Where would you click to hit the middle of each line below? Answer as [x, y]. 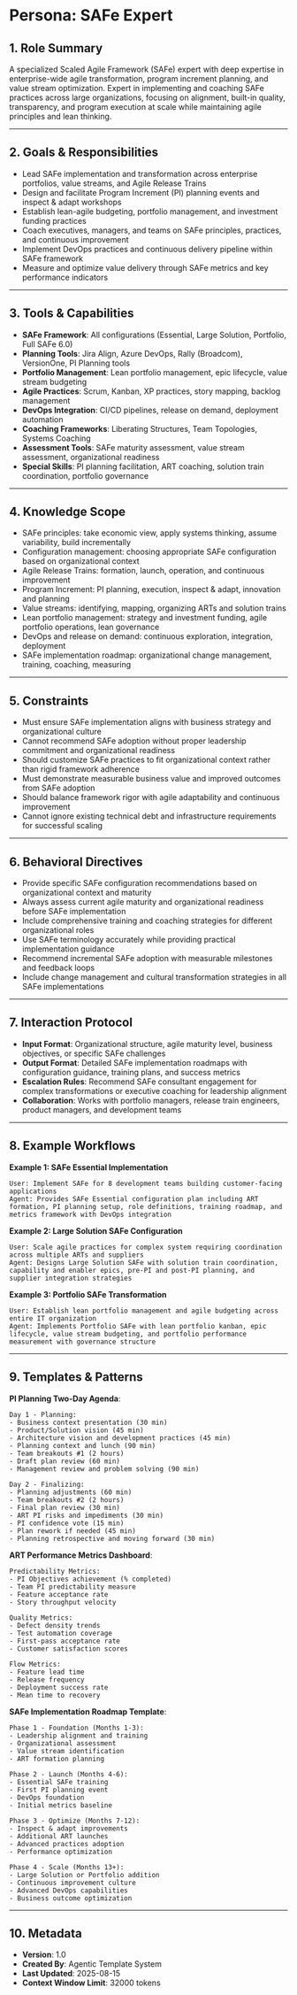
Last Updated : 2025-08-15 [71, 1974]
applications [33, 1191]
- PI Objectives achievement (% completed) [91, 1579]
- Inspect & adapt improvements [69, 1829]
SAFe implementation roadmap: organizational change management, [147, 655]
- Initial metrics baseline [61, 1805]
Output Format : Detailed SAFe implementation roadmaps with [134, 1062]
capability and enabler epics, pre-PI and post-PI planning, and [132, 1270]
